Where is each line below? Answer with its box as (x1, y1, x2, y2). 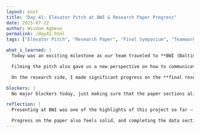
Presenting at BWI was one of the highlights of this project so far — (11, 107, 193, 113)
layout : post (6, 8, 39, 15)
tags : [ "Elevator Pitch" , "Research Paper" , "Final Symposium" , (6, 36, 169, 42)
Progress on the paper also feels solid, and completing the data (11, 117, 180, 124)
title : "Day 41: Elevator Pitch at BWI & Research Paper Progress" (6, 14, 177, 20)
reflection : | (6, 101, 42, 107)
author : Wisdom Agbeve (6, 25, 62, 32)
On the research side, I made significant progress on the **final (11, 74, 183, 81)
